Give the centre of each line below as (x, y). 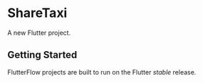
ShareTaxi (37, 13)
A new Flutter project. (39, 33)
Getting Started (42, 55)
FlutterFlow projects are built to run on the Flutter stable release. (102, 72)
